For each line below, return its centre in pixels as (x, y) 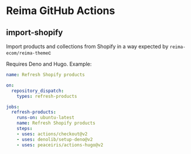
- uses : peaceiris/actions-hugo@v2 (60, 145)
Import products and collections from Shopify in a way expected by (87, 46)
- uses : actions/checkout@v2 (52, 134)
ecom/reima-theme (27, 53)
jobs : (13, 107)
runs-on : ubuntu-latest (46, 118)
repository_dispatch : (38, 91)
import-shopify (35, 32)
